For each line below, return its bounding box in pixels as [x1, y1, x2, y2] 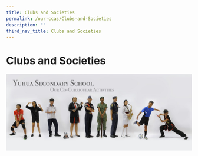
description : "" [6, 22, 46, 28]
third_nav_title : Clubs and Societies [6, 28, 101, 34]
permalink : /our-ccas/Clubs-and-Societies [6, 15, 112, 22]
